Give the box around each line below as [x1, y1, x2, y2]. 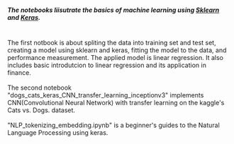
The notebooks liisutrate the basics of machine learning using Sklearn [7, 6, 220, 14]
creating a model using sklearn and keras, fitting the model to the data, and [7, 46, 227, 54]
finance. [7, 68, 32, 77]
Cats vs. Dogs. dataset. [7, 106, 76, 114]
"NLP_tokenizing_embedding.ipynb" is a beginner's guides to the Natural [7, 121, 220, 129]
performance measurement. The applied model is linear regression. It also [7, 53, 223, 61]
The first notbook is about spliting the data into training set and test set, [7, 38, 216, 47]
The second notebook [7, 83, 72, 92]
